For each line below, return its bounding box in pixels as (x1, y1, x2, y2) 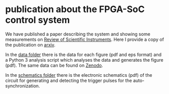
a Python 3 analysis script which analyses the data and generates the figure (5, 57, 163, 63)
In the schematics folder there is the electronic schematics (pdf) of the (5, 72, 153, 78)
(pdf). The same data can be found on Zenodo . (5, 62, 103, 68)
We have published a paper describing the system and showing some (5, 31, 151, 37)
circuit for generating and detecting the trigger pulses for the (5, 77, 133, 83)
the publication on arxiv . (5, 41, 56, 48)
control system (5, 14, 70, 26)
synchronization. (5, 82, 40, 89)
